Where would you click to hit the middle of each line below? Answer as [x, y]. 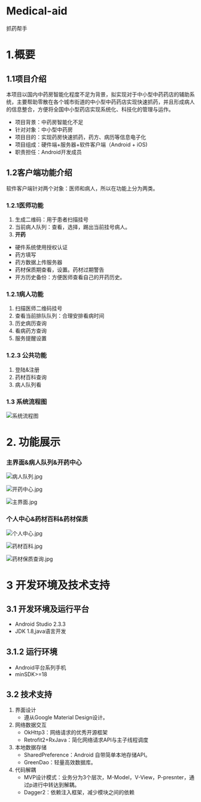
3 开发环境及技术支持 [58, 585]
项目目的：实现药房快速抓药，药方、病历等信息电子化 [80, 137]
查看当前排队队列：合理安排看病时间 [60, 316]
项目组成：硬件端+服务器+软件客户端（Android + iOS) [81, 144]
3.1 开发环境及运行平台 [48, 609]
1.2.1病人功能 [25, 294]
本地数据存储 [31, 747]
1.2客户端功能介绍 [39, 173]
